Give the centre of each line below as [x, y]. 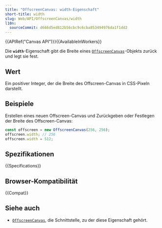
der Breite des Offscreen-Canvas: [39, 121]
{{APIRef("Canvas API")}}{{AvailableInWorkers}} [53, 41]
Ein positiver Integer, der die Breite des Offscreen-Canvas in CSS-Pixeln [77, 83]
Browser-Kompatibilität [41, 181]
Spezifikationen [30, 154]
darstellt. [14, 88]
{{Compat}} [17, 193]
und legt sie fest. [22, 56]
